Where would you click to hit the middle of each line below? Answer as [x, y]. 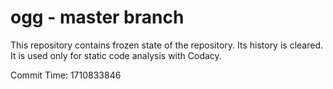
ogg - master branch [97, 17]
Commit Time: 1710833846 [66, 75]
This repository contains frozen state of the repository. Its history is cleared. [166, 45]
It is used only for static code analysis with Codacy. [116, 55]
